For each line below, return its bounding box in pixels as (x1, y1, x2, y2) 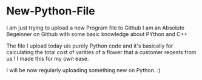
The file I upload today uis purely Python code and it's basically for (6, 42, 173, 49)
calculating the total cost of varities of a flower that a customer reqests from (6, 48, 197, 55)
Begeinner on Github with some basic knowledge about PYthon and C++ (6, 30, 188, 37)
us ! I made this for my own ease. (6, 55, 89, 62)
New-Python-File (6, 4, 95, 18)
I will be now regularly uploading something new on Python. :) (6, 66, 161, 73)
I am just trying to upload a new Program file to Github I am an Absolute (6, 24, 185, 31)
